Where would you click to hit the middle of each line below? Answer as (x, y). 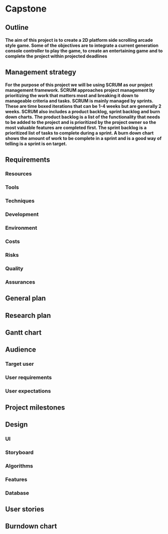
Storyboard (19, 452)
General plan (26, 298)
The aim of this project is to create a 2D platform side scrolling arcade (79, 40)
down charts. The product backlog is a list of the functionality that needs (83, 117)
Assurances (20, 282)
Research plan (28, 315)
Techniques (20, 201)
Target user (20, 364)
